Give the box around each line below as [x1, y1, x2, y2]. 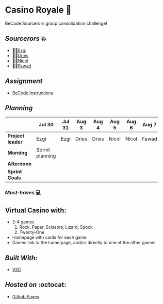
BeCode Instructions [12, 90, 53, 96]
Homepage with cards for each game [12, 235, 87, 240]
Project [7, 133, 25, 139]
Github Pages [12, 293, 40, 299]
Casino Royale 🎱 [5, 4, 72, 16]
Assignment [5, 77, 43, 85]
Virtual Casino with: [5, 206, 66, 214]
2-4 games [12, 219, 35, 225]
